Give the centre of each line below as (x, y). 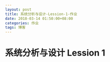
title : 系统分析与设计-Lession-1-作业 (41, 14)
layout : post (18, 9)
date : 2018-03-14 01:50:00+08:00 (39, 18)
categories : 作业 (22, 23)
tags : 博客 (15, 28)
